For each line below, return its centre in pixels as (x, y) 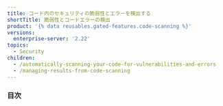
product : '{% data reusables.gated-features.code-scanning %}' (99, 26)
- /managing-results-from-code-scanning (72, 70)
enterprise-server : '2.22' (52, 39)
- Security (29, 52)
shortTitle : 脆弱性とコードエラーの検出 (59, 20)
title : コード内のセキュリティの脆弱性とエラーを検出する (79, 13)
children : (21, 58)
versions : (21, 32)
